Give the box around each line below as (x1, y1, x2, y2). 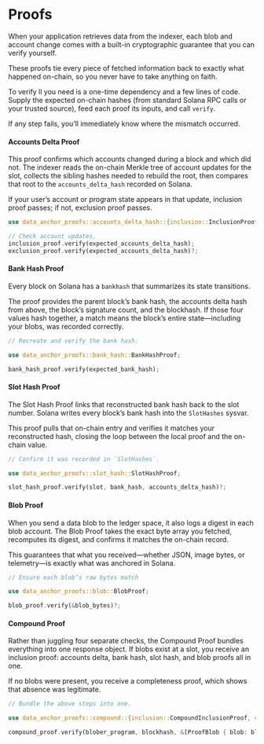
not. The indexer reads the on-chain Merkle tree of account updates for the (8, 163, 252, 172)
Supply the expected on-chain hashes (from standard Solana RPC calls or (8, 95, 247, 104)
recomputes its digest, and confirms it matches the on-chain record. (8, 534, 229, 544)
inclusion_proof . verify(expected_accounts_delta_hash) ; (8, 240, 195, 247)
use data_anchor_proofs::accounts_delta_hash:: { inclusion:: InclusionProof (8, 218, 258, 226)
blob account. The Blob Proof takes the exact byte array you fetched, (8, 526, 232, 536)
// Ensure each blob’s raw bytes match (8, 574, 139, 581)
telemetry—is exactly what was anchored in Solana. (8, 558, 176, 567)
